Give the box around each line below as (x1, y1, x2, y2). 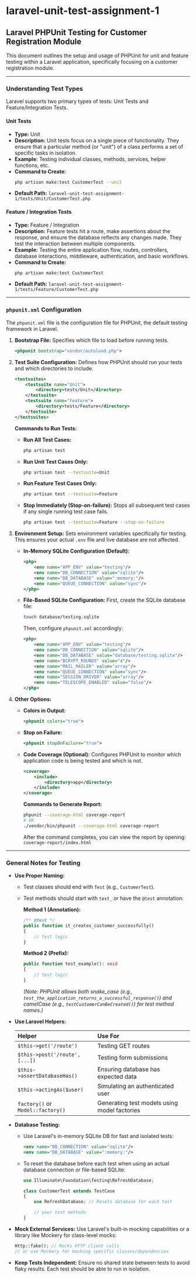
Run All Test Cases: (23, 436, 72, 443)
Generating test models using (97, 1099, 178, 1107)
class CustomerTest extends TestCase (23, 1188, 116, 1194)
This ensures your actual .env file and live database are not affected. (14, 536, 180, 543)
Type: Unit (14, 131, 41, 138)
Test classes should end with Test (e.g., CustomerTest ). (23, 883, 155, 890)
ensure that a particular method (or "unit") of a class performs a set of (14, 143, 184, 150)
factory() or (17, 1099, 52, 1108)
